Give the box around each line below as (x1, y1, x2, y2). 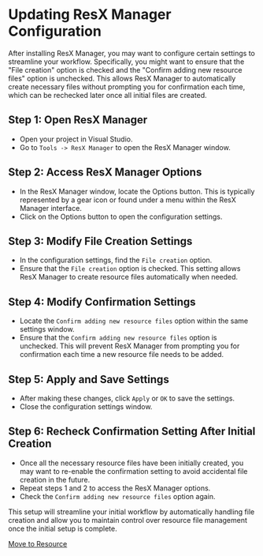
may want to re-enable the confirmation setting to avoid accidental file (19, 466, 248, 475)
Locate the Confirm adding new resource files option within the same (19, 316, 249, 325)
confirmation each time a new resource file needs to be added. (19, 350, 224, 359)
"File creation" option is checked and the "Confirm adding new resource (8, 65, 243, 74)
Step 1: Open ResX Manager (8, 113, 148, 127)
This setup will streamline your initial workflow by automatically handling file (8, 507, 255, 517)
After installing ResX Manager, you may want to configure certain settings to (8, 48, 256, 58)
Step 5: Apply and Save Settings (8, 373, 169, 386)
